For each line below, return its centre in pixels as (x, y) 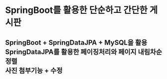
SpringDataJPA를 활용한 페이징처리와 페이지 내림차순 (84, 52)
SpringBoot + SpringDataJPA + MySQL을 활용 (76, 42)
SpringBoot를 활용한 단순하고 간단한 (77, 10)
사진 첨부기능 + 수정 (34, 70)
